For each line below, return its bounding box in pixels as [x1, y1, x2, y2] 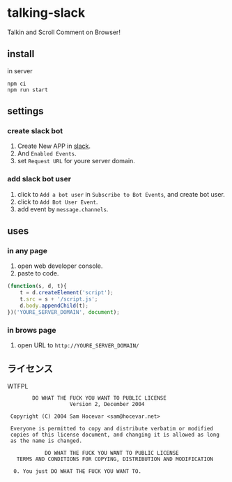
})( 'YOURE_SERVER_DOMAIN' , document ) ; [7, 308, 120, 315]
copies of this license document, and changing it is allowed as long [10, 431, 219, 438]
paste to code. [17, 269, 59, 278]
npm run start [7, 86, 49, 93]
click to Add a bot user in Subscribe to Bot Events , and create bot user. [17, 190, 225, 198]
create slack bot [7, 126, 63, 136]
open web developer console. [17, 262, 103, 270]
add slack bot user [7, 174, 72, 184]
